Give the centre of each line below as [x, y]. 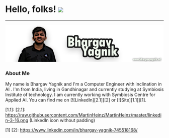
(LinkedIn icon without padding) [62, 120]
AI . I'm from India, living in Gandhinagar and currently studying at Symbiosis [84, 89]
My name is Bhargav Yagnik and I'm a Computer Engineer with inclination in [83, 84]
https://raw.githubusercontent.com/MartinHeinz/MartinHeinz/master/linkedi [83, 115]
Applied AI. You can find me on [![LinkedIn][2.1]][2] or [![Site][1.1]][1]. [76, 100]
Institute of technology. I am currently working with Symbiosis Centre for [80, 95]
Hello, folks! [31, 9]
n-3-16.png [17, 120]
